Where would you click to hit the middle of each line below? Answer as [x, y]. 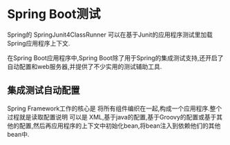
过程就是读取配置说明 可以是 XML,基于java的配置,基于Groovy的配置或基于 [112, 117]
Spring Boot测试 [54, 14]
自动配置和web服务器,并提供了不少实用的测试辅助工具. [85, 66]
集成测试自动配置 [44, 90]
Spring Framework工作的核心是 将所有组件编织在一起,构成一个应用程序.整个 [115, 108]
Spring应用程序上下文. [39, 43]
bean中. [18, 134]
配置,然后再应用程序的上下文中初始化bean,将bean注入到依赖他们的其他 [120, 126]
